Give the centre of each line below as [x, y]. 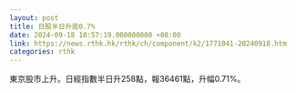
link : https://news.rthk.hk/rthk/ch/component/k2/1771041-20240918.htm [148, 43]
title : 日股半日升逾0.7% [52, 26]
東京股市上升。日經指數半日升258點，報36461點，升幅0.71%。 [128, 79]
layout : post [34, 18]
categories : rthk [42, 52]
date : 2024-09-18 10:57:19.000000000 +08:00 [95, 35]
